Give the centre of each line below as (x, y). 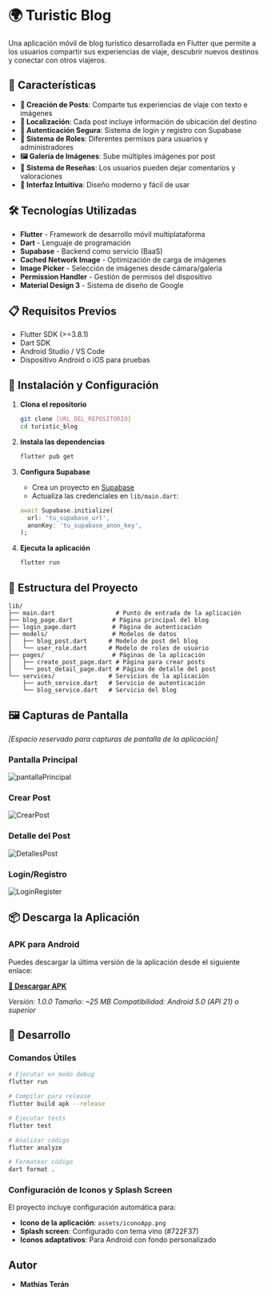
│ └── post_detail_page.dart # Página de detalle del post (112, 669)
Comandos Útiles (42, 1058)
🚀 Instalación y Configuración (84, 385)
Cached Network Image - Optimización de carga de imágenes (123, 259)
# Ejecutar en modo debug (51, 1074)
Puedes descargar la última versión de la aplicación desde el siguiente (124, 962)
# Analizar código (39, 1140)
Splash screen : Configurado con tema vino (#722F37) (109, 1231)
